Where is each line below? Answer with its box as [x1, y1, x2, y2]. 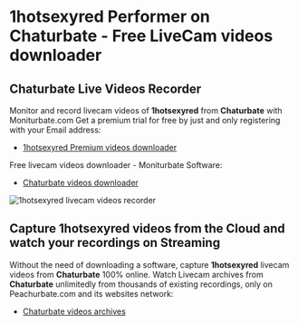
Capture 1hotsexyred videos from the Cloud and [9, 221, 285, 237]
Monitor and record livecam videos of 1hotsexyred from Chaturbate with [9, 105, 283, 115]
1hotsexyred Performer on [9, 6, 211, 27]
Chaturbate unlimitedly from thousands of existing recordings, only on [9, 279, 274, 290]
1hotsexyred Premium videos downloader [22, 143, 178, 153]
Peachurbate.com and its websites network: [9, 288, 174, 299]
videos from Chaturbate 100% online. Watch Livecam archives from [9, 269, 264, 280]
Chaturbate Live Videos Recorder [9, 81, 202, 96]
